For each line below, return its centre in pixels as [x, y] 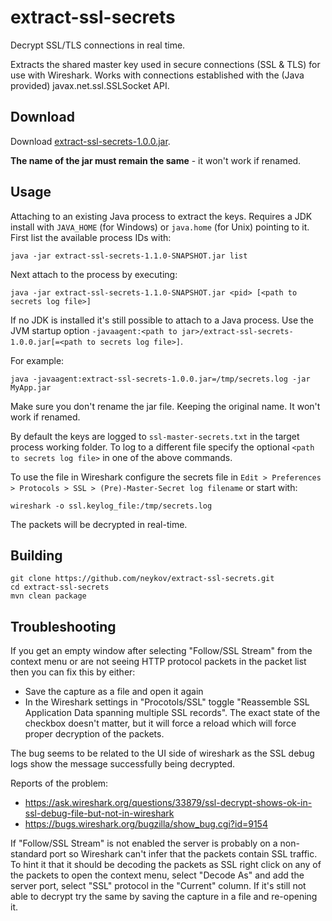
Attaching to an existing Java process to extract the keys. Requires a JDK [161, 216]
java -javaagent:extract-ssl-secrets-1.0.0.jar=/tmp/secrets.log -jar [160, 379]
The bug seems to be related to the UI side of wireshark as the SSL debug [162, 753]
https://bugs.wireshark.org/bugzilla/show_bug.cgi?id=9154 [146, 824]
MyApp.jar [31, 387]
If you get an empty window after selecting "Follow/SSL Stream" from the [161, 651]
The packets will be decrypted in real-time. [99, 524]
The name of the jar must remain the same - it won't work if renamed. [156, 160]
